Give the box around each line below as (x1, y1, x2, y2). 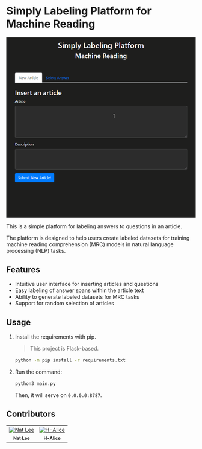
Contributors (6, 409, 56, 419)
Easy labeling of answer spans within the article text (14, 287, 144, 294)
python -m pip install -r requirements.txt (14, 357, 126, 363)
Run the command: (14, 368, 62, 375)
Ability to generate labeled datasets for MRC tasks (14, 293, 139, 301)
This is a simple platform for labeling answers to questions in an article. (6, 222, 182, 230)
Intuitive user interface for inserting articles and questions (14, 281, 159, 288)
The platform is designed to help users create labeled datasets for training (6, 234, 190, 241)
